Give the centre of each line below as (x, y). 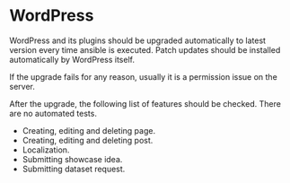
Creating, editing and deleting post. (88, 140)
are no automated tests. (53, 113)
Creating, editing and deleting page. (88, 130)
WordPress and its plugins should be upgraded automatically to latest (138, 40)
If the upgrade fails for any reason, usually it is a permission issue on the (144, 76)
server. (22, 86)
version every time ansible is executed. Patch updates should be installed (145, 49)
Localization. (46, 150)
